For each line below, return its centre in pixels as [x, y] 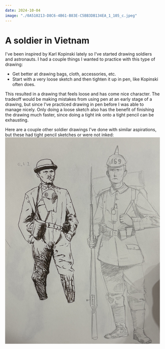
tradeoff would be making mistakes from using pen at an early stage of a [79, 99]
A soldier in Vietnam [47, 41]
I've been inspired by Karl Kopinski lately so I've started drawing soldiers [79, 54]
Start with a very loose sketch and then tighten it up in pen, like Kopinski [85, 79]
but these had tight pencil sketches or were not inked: [59, 135]
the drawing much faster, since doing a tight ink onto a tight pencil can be [80, 115]
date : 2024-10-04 [23, 10]
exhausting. [17, 120]
